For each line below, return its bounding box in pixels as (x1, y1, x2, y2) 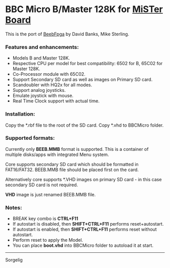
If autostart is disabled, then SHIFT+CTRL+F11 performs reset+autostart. (12, 221, 164, 227)
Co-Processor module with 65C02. (12, 71, 86, 77)
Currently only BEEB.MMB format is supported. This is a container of (5, 146, 149, 152)
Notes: (5, 204, 22, 211)
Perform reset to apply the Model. (12, 237, 83, 243)
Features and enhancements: (5, 43, 79, 50)
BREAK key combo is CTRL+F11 (12, 216, 78, 222)
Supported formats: (5, 135, 55, 142)
